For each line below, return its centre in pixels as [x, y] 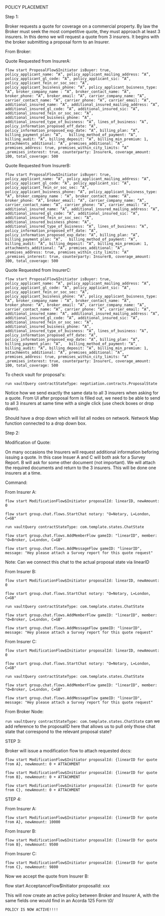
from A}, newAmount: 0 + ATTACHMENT [43, 764]
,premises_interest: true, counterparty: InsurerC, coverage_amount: [78, 361]
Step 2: [12, 433]
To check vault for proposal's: [35, 375]
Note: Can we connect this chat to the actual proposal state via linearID [77, 562]
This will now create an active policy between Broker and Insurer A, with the [82, 895]
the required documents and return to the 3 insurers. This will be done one [81, 468]
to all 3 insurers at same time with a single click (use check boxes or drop [80, 403]
